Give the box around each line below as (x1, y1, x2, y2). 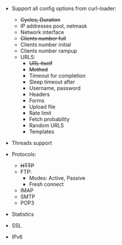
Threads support (11, 140, 53, 146)
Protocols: (11, 151, 37, 157)
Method (29, 66, 48, 73)
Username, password (29, 85, 81, 91)
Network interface (20, 29, 64, 36)
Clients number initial (20, 41, 71, 48)
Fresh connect (29, 181, 64, 188)
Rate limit (29, 109, 51, 116)
